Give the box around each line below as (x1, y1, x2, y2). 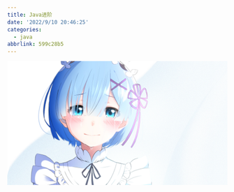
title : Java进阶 (7, 11, 52, 18)
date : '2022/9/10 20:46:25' (7, 18, 89, 26)
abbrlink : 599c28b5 (7, 40, 64, 48)
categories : (7, 26, 42, 33)
